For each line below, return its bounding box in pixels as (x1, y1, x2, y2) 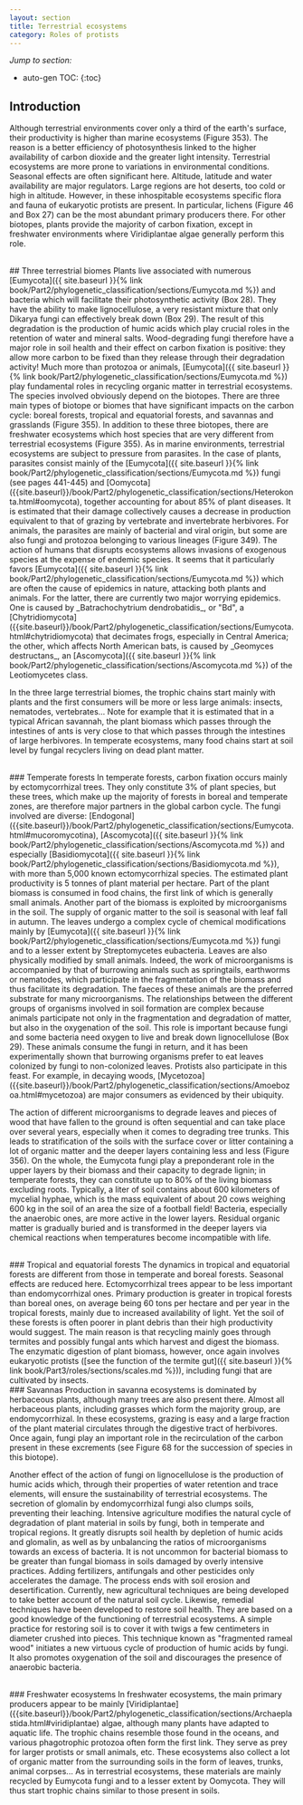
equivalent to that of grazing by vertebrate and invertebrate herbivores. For (9, 515, 289, 526)
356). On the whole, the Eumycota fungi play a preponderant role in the (9, 1156, 275, 1167)
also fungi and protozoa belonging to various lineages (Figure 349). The (9, 535, 278, 546)
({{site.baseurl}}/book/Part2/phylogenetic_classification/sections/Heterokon (9, 486, 294, 498)
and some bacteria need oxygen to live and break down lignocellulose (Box (9, 1032, 289, 1042)
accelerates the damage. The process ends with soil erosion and (9, 1575, 251, 1586)
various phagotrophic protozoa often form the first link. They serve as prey (9, 1737, 288, 1748)
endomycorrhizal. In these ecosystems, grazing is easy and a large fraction (9, 1414, 290, 1425)
